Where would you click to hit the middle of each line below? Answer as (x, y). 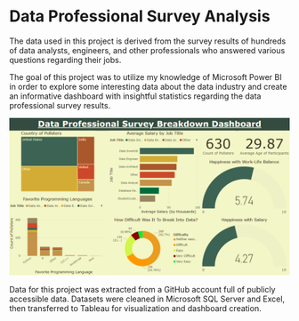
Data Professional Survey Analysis (140, 16)
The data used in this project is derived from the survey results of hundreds (148, 41)
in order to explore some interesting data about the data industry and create (148, 86)
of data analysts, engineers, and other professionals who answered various (147, 50)
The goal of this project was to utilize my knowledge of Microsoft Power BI (145, 76)
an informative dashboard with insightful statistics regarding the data (135, 96)
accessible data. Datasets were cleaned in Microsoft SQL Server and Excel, (147, 299)
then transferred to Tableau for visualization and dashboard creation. (135, 309)
